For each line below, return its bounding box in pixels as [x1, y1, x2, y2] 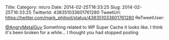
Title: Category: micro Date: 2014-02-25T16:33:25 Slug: [5, 4, 121, 10]
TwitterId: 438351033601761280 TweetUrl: [32, 9, 121, 15]
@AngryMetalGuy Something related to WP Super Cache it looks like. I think [5, 24, 163, 30]
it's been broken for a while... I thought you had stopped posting [5, 30, 139, 35]
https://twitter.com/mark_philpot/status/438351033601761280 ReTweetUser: [5, 15, 164, 20]
